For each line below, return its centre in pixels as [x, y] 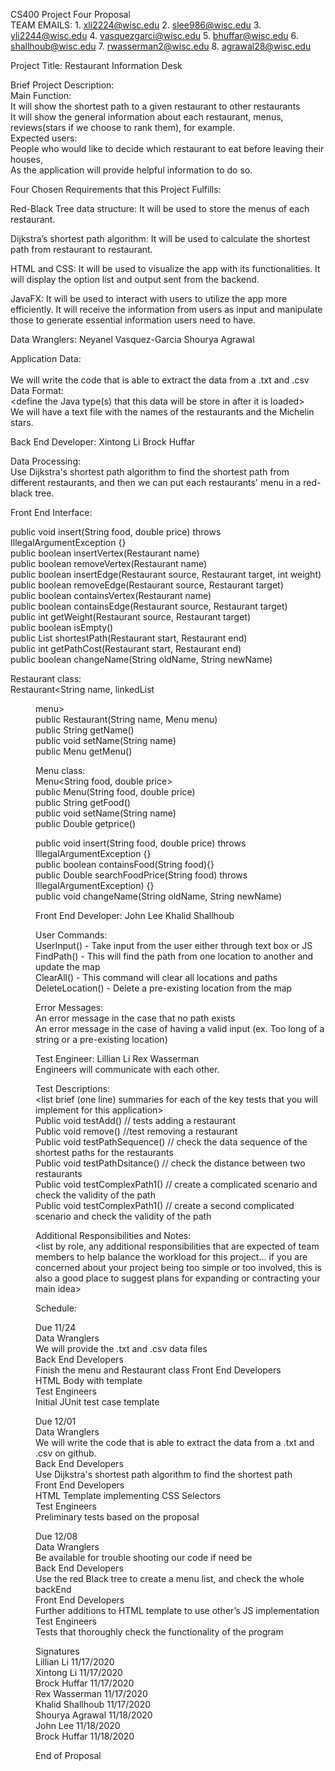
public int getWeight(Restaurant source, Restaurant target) [131, 617]
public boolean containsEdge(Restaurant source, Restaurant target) [149, 606]
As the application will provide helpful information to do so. [131, 170]
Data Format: [37, 390]
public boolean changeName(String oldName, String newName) [141, 659]
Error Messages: [69, 1007]
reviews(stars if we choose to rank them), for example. [123, 127]
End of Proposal [68, 1755]
